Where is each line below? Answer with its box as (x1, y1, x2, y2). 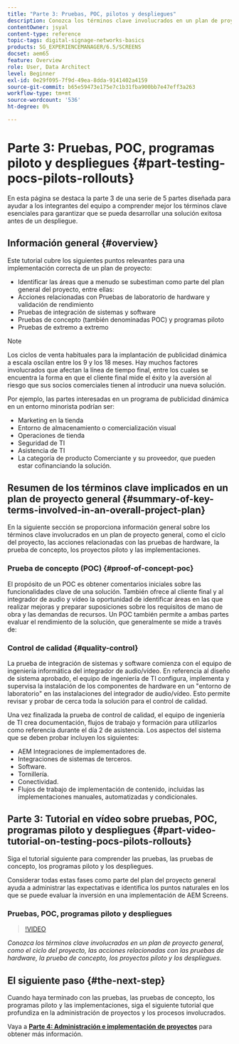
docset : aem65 (7, 51, 50, 58)
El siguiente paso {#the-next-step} (7, 974, 166, 986)
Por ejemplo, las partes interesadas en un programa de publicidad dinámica (7, 395, 229, 403)
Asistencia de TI (17, 446, 65, 454)
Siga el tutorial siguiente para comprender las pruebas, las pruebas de (7, 854, 213, 862)
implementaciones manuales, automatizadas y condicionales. (17, 793, 198, 801)
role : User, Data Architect (7, 63, 91, 71)
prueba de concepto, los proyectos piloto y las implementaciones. (7, 546, 201, 554)
